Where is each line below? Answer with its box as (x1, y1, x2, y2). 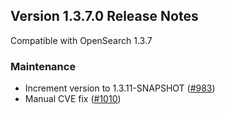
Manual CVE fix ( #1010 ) (24, 93, 122, 105)
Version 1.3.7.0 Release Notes (10, 8, 199, 25)
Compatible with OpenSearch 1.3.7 (10, 34, 153, 46)
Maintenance (10, 59, 77, 73)
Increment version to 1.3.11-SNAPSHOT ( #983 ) (24, 82, 216, 94)
